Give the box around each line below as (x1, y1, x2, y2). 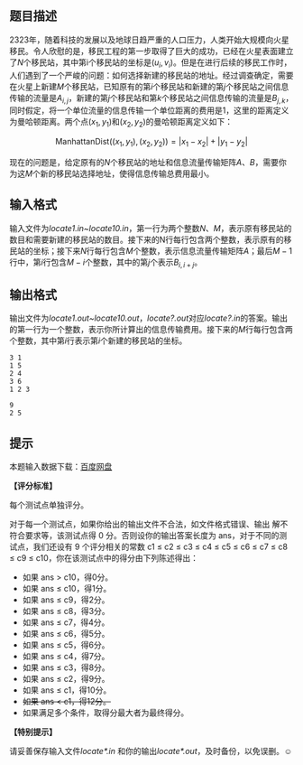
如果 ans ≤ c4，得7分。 (22, 651, 110, 662)
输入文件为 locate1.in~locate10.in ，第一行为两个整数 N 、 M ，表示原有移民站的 (9, 222, 292, 233)
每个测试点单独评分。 (9, 499, 88, 510)
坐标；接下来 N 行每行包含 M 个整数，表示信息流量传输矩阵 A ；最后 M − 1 (32, 245, 293, 256)
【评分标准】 (9, 480, 57, 491)
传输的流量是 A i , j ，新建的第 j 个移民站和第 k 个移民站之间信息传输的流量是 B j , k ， (9, 92, 294, 106)
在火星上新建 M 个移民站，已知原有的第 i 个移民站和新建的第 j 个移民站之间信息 (9, 80, 289, 92)
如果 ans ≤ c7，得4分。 (22, 617, 110, 628)
